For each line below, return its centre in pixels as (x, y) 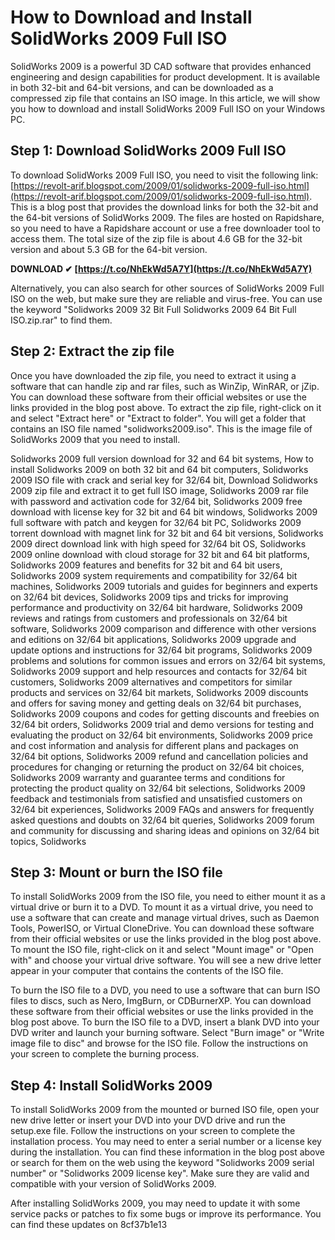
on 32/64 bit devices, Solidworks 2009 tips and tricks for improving (149, 597)
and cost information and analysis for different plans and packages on (154, 745)
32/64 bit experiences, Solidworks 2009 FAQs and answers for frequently (162, 809)
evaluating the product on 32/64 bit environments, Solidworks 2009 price (162, 735)
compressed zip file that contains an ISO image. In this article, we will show (165, 98)
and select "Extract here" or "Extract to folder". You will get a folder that (158, 418)
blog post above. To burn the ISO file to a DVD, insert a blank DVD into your (165, 1022)
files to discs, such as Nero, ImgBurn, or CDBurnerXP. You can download (161, 1001)
